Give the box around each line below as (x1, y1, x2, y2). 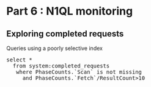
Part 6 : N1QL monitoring (6, 4, 133, 18)
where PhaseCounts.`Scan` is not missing (16, 69, 142, 75)
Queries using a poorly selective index (6, 44, 103, 52)
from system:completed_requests (12, 63, 110, 69)
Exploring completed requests (6, 29, 124, 39)
